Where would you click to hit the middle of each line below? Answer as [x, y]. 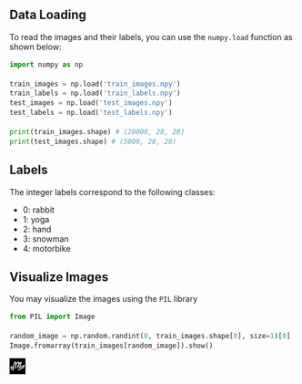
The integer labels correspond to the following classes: [112, 192]
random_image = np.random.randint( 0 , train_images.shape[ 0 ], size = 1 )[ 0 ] [150, 337]
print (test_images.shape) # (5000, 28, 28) [93, 141]
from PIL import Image [52, 317]
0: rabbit [38, 210]
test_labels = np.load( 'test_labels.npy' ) [91, 113]
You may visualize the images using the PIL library [104, 299]
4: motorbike [46, 248]
